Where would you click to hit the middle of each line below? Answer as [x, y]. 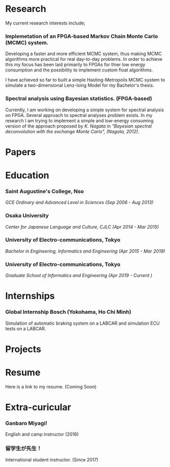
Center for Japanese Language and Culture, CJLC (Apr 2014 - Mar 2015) [82, 227]
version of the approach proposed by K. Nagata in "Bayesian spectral [78, 126]
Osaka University [27, 216]
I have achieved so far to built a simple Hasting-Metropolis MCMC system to [85, 80]
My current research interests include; [45, 23]
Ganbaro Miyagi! [26, 423]
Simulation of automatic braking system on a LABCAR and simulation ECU [82, 323]
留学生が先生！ [24, 449]
